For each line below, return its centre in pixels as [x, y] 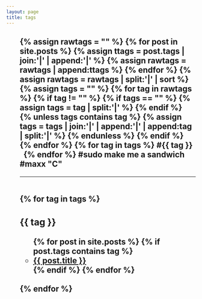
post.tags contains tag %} [83, 251]
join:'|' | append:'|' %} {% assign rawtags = [103, 60]
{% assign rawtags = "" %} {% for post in [99, 42]
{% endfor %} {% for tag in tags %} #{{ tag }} [106, 145]
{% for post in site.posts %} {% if [96, 242]
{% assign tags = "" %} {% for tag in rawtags [106, 89]
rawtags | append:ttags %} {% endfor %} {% [105, 70]
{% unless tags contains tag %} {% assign [101, 117]
